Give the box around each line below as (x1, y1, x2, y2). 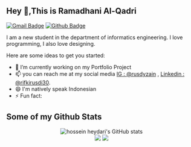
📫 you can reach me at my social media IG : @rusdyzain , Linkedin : (15, 70, 185, 77)
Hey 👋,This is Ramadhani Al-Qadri (6, 6, 137, 16)
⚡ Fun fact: (15, 92, 42, 99)
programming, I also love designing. (6, 40, 95, 47)
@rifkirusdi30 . (15, 79, 51, 86)
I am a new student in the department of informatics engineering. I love (6, 34, 183, 41)
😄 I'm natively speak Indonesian (15, 85, 97, 92)
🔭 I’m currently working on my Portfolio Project (15, 63, 132, 70)
